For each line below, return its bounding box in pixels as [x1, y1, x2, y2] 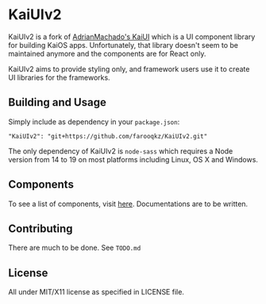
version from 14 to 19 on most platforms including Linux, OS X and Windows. [8, 154, 258, 164]
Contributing [8, 221, 73, 236]
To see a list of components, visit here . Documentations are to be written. [8, 199, 249, 209]
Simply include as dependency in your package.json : [8, 117, 180, 127]
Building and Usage [8, 95, 107, 109]
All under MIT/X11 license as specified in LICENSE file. [8, 287, 185, 297]
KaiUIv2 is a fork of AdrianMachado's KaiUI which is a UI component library [8, 32, 256, 41]
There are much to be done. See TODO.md [8, 243, 141, 252]
